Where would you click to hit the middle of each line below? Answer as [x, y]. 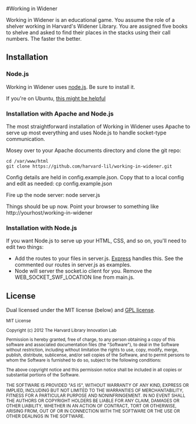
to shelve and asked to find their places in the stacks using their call [88, 32]
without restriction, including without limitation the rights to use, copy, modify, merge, [92, 350]
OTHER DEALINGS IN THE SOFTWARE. [46, 416]
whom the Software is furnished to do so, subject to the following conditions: [84, 360]
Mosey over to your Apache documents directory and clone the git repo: [94, 150]
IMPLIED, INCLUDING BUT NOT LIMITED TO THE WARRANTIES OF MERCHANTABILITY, [95, 391]
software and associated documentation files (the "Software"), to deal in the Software [93, 345]
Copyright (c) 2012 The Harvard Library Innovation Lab [61, 330]
